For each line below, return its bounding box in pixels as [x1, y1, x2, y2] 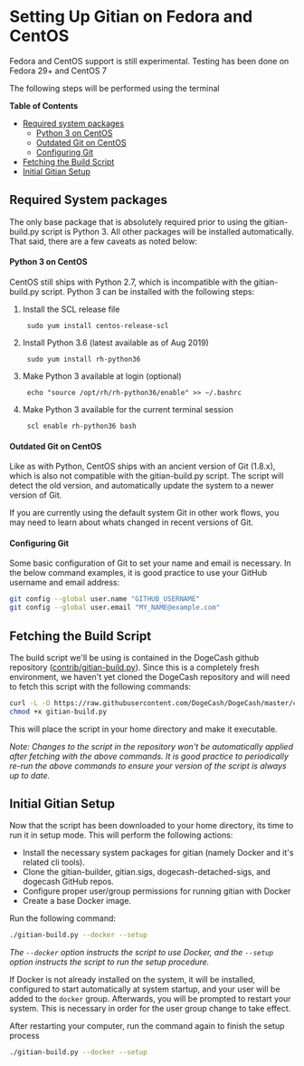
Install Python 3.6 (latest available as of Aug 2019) [22, 337, 210, 348]
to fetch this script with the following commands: [9, 681, 192, 692]
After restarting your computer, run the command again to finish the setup [9, 1021, 285, 1032]
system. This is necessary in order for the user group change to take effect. [9, 1003, 291, 1014]
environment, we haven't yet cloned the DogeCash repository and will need [9, 671, 290, 682]
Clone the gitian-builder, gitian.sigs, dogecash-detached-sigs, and [22, 867, 271, 877]
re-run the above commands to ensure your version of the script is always [9, 760, 287, 771]
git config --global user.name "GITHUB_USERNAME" [9, 595, 201, 604]
